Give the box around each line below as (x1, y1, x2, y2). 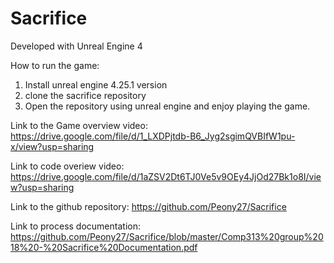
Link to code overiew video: (10, 160, 125, 172)
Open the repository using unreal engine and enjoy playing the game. (24, 100, 311, 112)
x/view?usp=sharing (10, 140, 95, 152)
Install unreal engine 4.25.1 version (24, 78, 168, 91)
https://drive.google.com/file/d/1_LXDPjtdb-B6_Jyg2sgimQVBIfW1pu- (10, 130, 296, 142)
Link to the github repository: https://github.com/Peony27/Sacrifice (10, 200, 287, 212)
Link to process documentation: (10, 220, 141, 232)
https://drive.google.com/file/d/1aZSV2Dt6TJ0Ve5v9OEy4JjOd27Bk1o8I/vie (10, 170, 322, 182)
